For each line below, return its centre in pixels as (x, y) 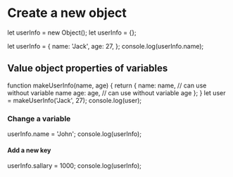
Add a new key (29, 150)
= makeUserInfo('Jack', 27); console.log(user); (75, 100)
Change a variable (39, 118)
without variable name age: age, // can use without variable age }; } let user (116, 92)
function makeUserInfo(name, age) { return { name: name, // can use (107, 85)
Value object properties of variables (88, 68)
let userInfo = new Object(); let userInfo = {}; (72, 32)
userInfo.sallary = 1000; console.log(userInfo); (75, 166)
